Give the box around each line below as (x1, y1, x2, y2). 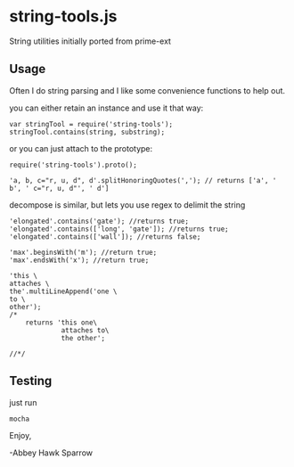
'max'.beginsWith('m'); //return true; (9, 248, 158, 257)
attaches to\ (61, 325, 110, 335)
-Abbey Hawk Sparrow (9, 447, 94, 458)
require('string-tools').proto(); (9, 160, 138, 169)
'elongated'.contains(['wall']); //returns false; (9, 232, 201, 242)
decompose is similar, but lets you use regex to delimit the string (9, 199, 246, 210)
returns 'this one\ (25, 318, 98, 327)
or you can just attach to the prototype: (9, 143, 153, 153)
